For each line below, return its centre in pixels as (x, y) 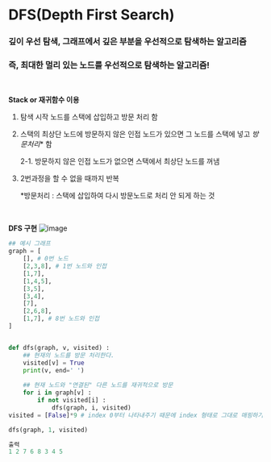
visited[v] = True (54, 363)
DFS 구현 (23, 228)
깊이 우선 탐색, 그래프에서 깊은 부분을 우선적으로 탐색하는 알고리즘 (128, 42)
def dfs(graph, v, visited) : (59, 348)
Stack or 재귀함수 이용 (44, 100)
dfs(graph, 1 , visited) (48, 430)
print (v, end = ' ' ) (54, 370)
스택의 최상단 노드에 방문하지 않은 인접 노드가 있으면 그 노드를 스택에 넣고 (135, 134)
